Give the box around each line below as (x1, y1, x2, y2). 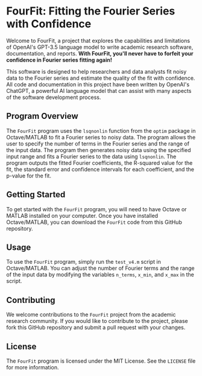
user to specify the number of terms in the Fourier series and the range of (6, 140, 190, 147)
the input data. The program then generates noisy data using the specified (6, 146, 191, 153)
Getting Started (6, 190, 66, 200)
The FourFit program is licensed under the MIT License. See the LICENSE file (6, 357, 196, 365)
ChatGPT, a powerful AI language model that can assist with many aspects (6, 87, 192, 94)
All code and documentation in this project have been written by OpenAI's (6, 80, 190, 88)
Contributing (6, 295, 55, 305)
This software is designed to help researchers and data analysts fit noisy (6, 68, 187, 75)
